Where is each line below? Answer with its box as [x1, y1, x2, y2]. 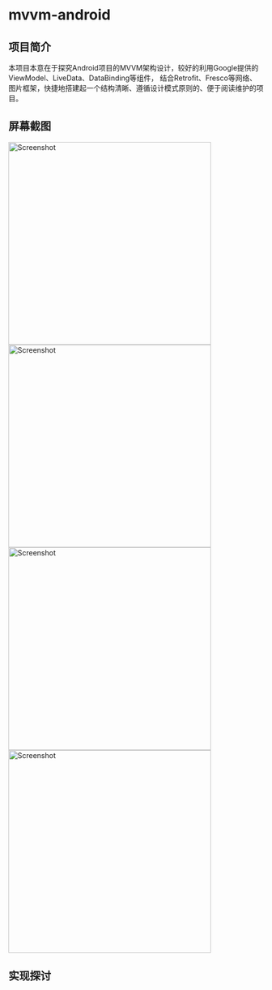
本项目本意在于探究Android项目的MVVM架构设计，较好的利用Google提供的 [8, 63, 259, 72]
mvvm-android [8, 6, 111, 24]
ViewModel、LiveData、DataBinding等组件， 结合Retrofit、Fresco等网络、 [8, 73, 257, 83]
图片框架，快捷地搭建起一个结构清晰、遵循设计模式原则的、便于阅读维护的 [8, 84, 257, 92]
